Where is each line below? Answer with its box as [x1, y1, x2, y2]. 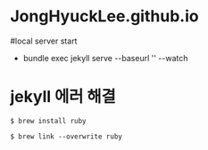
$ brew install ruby [10, 116, 87, 125]
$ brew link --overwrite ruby [10, 131, 123, 141]
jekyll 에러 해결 [10, 87, 117, 107]
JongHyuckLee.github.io [10, 6, 199, 27]
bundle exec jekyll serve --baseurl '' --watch [22, 52, 188, 63]
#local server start [10, 36, 78, 46]
